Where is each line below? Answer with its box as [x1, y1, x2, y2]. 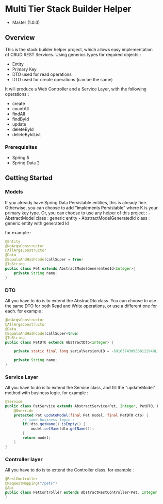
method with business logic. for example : [5, 390, 89, 396]
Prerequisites [5, 143, 37, 150]
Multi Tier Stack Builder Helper [5, 3, 131, 15]
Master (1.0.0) [12, 19, 40, 25]
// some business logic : [22, 417, 75, 422]
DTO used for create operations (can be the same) [12, 76, 113, 82]
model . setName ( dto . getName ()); [31, 426, 95, 431]
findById [12, 116, 29, 122]
